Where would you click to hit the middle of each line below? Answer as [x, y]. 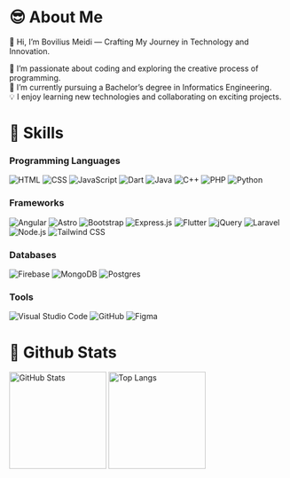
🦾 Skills [37, 133]
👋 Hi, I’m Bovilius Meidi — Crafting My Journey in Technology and [129, 42]
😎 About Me [56, 17]
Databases [33, 255]
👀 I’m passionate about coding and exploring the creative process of [134, 68]
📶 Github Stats [63, 352]
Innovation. [30, 51]
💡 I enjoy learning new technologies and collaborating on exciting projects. [145, 97]
